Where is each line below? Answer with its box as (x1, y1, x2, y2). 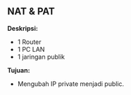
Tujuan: (7, 66, 30, 74)
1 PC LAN (17, 45, 45, 53)
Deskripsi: (7, 24, 39, 32)
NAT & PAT (7, 6, 55, 17)
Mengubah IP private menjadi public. (17, 80, 125, 88)
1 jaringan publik (17, 52, 65, 61)
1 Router (17, 38, 42, 46)
